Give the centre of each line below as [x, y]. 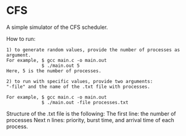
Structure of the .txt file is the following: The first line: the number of [91, 113]
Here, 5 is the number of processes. [54, 71]
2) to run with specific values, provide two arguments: [80, 81]
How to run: [21, 39]
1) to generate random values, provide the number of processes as [93, 50]
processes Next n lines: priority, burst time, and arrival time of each [90, 120]
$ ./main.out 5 [61, 66]
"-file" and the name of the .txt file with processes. [78, 87]
